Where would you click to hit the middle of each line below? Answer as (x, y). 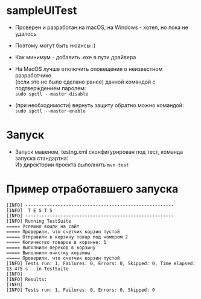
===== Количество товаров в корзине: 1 (56, 242)
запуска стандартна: (42, 158)
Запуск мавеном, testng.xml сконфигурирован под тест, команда (99, 151)
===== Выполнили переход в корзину (51, 248)
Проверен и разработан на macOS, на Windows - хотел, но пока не (102, 27)
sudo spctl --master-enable (50, 111)
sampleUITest (42, 11)
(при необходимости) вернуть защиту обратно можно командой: (99, 105)
